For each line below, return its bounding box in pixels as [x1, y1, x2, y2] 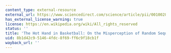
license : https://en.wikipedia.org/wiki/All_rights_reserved [5, 21, 138, 27]
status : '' [5, 26, 28, 31]
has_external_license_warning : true [5, 17, 83, 22]
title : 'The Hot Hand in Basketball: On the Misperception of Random [5, 31, 156, 36]
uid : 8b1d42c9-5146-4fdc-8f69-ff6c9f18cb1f [5, 36, 99, 41]
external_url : [5, 12, 36, 17]
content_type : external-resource [5, 7, 76, 13]
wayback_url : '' [5, 40, 40, 45]
